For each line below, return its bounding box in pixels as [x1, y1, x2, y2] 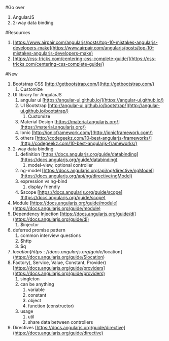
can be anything [20, 281, 54, 287]
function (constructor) [27, 303, 75, 309]
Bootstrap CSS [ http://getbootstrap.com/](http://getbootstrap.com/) [12, 81, 155, 87]
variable [27, 286, 45, 293]
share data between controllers [27, 319, 93, 325]
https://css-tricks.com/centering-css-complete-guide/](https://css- [14, 56, 156, 62]
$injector [20, 222, 39, 227]
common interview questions [20, 232, 81, 239]
